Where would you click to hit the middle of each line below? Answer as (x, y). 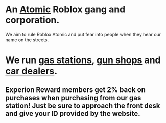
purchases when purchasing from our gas (73, 98)
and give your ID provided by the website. (73, 114)
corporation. (32, 20)
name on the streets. (27, 40)
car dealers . (31, 71)
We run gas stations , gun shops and (83, 60)
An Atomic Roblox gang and (65, 9)
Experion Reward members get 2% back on (75, 90)
